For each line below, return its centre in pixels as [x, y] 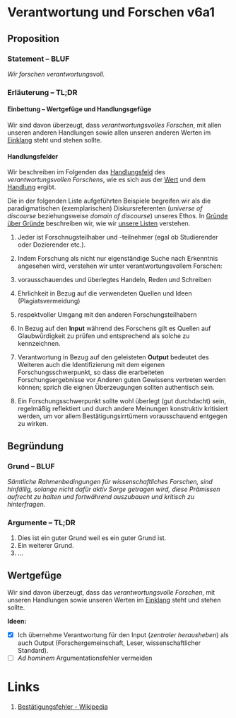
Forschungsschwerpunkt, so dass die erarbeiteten [91, 372]
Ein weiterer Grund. [46, 546]
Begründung [36, 446]
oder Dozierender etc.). [52, 245]
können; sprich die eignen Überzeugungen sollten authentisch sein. [116, 388]
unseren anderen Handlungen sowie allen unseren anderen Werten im [109, 133]
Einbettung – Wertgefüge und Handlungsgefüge [79, 109]
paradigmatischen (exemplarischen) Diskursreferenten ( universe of [105, 208]
